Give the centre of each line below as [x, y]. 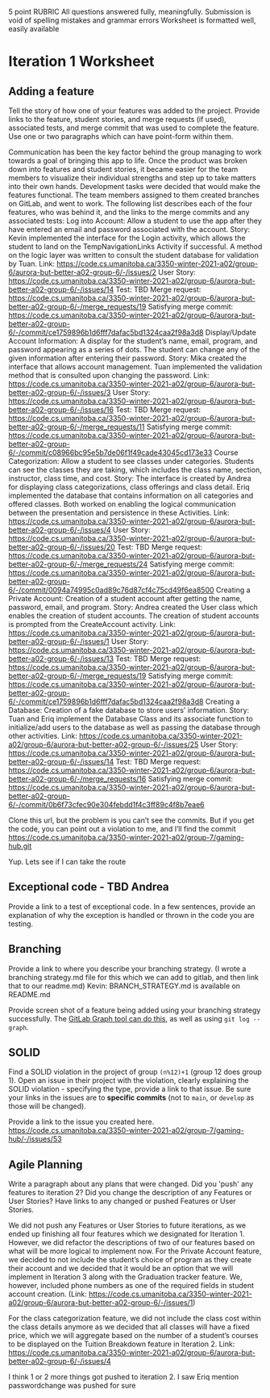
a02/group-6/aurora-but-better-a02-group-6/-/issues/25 [104, 744]
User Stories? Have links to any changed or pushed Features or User [122, 1201]
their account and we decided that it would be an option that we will [121, 1269]
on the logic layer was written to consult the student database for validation [134, 255]
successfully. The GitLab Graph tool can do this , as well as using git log [129, 1018]
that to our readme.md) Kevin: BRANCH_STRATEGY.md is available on [124, 986]
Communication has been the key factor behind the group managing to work [135, 152]
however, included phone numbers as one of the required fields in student [131, 1286]
